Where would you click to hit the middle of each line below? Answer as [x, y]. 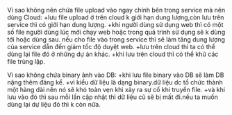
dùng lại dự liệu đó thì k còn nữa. [54, 104]
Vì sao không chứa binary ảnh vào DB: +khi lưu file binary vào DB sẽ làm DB [116, 75]
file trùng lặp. [26, 61]
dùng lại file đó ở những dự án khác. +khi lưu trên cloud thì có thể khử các [113, 54]
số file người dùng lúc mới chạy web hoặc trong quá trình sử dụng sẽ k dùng [116, 32]
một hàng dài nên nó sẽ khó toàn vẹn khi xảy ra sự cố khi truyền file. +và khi [116, 90]
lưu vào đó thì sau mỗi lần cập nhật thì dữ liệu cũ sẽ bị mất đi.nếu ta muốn [113, 97]
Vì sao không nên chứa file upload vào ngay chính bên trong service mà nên [116, 10]
